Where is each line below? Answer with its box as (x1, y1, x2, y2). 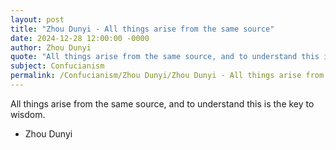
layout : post (10, 14, 65, 25)
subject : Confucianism (10, 61, 105, 71)
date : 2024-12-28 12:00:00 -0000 (10, 33, 150, 43)
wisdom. (10, 108, 46, 120)
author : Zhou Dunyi (10, 42, 92, 53)
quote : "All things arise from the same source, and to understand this (10, 52, 320, 62)
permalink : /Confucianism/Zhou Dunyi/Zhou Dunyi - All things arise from (10, 71, 325, 81)
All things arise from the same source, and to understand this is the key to (10, 97, 315, 110)
